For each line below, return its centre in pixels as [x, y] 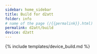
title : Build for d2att [29, 14]
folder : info [18, 19]
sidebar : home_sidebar [28, 10]
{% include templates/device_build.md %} [48, 46]
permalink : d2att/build [29, 28]
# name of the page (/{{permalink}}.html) [49, 23]
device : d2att [20, 32]
